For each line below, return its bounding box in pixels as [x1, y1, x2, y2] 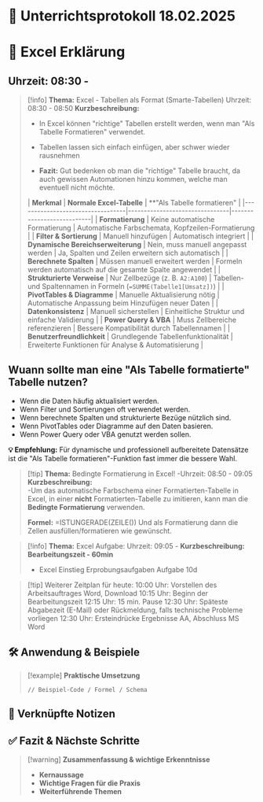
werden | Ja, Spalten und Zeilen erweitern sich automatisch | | [27, 248, 229, 258]
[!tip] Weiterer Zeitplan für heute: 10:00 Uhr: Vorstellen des [27, 580, 217, 589]
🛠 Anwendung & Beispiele [8, 645, 140, 660]
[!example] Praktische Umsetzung [27, 671, 141, 680]
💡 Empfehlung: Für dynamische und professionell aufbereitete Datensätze [8, 445, 249, 454]
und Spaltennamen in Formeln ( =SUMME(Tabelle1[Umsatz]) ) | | [27, 282, 225, 291]
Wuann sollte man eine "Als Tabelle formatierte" [8, 363, 250, 376]
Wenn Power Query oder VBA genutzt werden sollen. [19, 430, 192, 439]
